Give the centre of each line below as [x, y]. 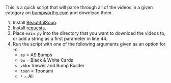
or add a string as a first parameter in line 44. [60, 38]
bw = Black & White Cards [47, 60]
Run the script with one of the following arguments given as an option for [89, 44]
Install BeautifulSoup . [35, 23]
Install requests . [29, 28]
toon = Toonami [37, 71]
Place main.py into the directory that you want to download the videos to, [89, 33]
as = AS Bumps [36, 55]
